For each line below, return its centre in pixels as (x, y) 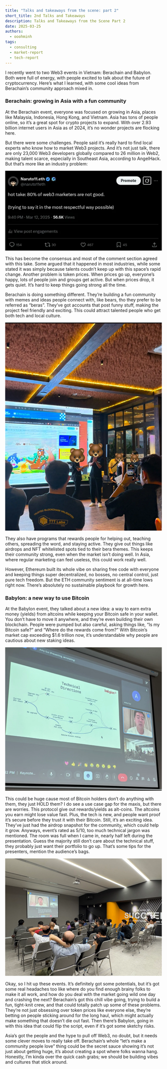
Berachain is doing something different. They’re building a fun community (80, 294)
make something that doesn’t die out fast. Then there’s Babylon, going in (79, 1021)
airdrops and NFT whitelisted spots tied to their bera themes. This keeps (79, 549)
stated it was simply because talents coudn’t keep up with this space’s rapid (83, 269)
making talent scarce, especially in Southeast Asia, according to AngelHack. (83, 158)
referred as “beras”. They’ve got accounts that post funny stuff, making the (82, 305)
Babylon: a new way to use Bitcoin (47, 598)
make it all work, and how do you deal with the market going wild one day (80, 994)
